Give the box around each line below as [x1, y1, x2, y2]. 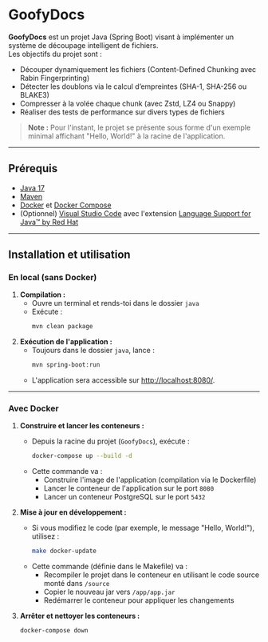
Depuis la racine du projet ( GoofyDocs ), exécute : [31, 436, 190, 446]
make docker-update [31, 547, 97, 556]
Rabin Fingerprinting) [19, 73, 90, 82]
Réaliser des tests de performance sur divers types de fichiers [19, 106, 225, 117]
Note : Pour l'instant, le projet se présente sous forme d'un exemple [27, 122, 251, 132]
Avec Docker [8, 403, 59, 414]
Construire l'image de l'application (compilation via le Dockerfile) [43, 475, 257, 485]
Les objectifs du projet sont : [8, 49, 102, 58]
